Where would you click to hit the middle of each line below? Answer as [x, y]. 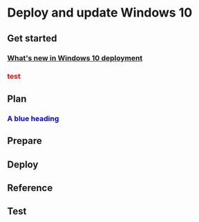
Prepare [25, 141]
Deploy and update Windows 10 [100, 13]
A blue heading [33, 118]
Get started [32, 38]
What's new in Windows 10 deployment [75, 58]
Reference [30, 188]
